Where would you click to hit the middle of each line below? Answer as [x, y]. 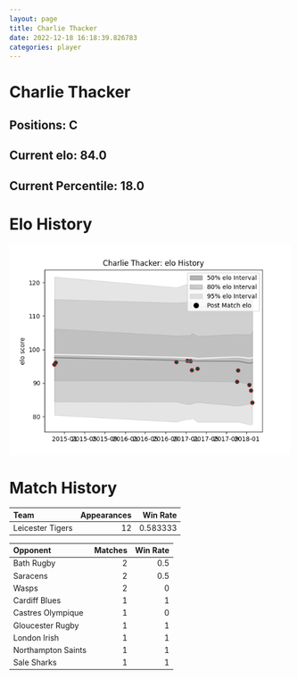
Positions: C [44, 125]
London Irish [36, 637]
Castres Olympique [48, 613]
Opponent [32, 551]
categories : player [46, 47]
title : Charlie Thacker [54, 28]
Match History [63, 488]
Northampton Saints [50, 650]
